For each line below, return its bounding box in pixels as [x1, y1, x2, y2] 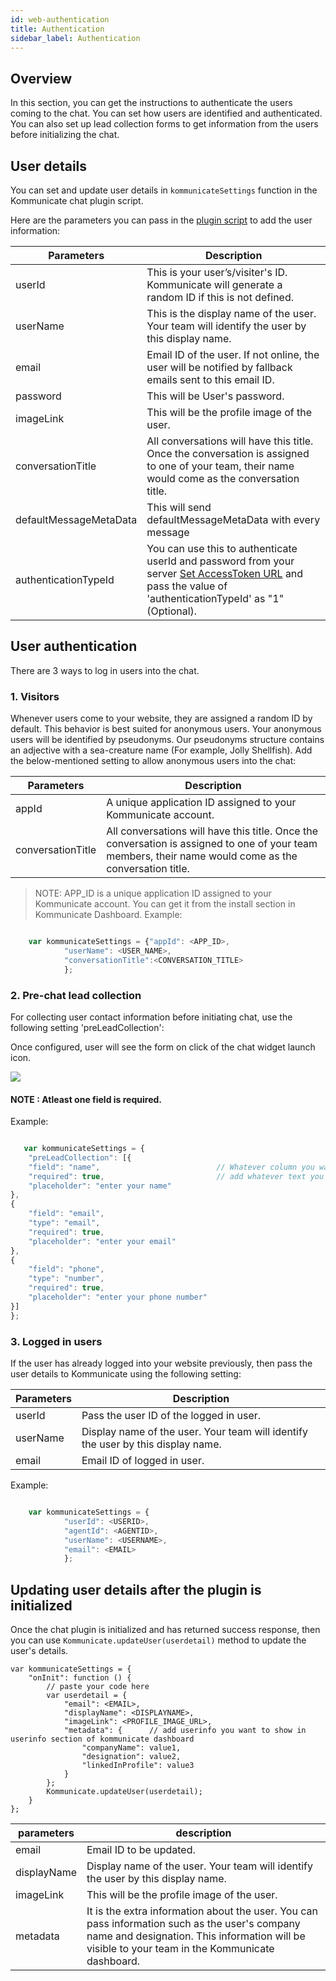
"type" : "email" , [28, 1218, 101, 1228]
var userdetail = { [46, 1691, 128, 1701]
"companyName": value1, [81, 1743, 182, 1753]
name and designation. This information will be [86, 1929, 306, 1943]
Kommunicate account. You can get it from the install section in [34, 898, 296, 910]
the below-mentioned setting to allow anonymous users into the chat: [10, 755, 297, 767]
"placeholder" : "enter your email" [28, 1236, 177, 1246]
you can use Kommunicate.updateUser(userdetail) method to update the [10, 1634, 307, 1646]
